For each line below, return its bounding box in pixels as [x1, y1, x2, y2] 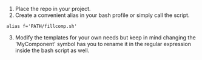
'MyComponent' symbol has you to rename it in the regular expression [15, 41, 191, 47]
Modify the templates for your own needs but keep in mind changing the [15, 34, 196, 41]
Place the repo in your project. [15, 5, 91, 12]
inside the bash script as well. [15, 47, 90, 54]
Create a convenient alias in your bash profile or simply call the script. [15, 12, 190, 19]
